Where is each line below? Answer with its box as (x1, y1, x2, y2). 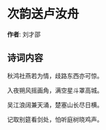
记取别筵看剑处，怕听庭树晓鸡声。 (7, 115, 103, 123)
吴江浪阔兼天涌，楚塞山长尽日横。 (7, 101, 103, 109)
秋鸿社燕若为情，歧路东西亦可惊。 (7, 71, 103, 79)
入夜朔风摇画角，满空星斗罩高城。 (7, 86, 103, 94)
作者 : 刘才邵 (7, 30, 41, 38)
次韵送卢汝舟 (7, 6, 80, 22)
